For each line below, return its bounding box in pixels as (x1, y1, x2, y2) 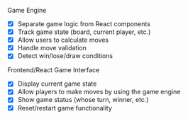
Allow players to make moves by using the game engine (17, 88, 181, 96)
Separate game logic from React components (17, 20, 151, 28)
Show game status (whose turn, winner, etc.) (17, 96, 149, 104)
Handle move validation (17, 44, 87, 52)
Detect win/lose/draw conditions (17, 52, 114, 60)
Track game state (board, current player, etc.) (17, 28, 151, 36)
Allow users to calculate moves (17, 35, 109, 45)
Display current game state (17, 79, 97, 88)
